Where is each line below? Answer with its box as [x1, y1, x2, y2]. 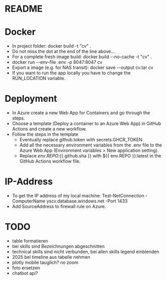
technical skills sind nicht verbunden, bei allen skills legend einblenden [12, 249, 159, 255]
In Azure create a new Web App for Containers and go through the [12, 110, 150, 116]
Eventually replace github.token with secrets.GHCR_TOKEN [19, 137, 142, 143]
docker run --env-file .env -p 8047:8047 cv [12, 59, 103, 65]
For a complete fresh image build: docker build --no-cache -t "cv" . [12, 54, 152, 60]
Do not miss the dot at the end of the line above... [12, 49, 115, 55]
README [5, 3, 43, 15]
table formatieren [12, 237, 48, 244]
